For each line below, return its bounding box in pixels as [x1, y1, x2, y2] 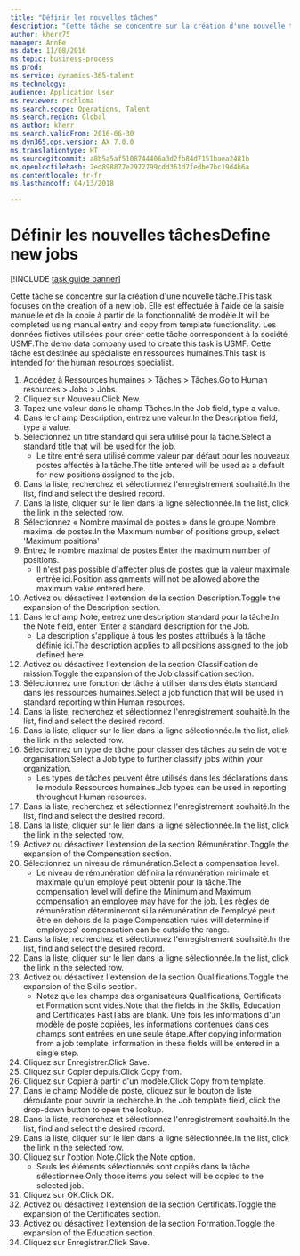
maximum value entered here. [36, 583, 146, 594]
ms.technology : [10, 79, 67, 88]
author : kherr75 [10, 29, 70, 38]
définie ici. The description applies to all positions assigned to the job [36, 640, 288, 651]
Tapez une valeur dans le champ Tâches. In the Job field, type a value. [22, 403, 280, 414]
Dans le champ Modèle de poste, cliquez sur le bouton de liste [22, 1086, 252, 1096]
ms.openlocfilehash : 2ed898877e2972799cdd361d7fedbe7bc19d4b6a [10, 162, 250, 171]
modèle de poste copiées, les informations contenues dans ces [36, 1019, 270, 1030]
